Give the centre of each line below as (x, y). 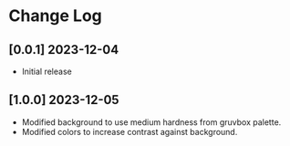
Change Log (55, 16)
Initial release (47, 71)
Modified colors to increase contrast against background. (129, 131)
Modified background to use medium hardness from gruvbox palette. (151, 122)
